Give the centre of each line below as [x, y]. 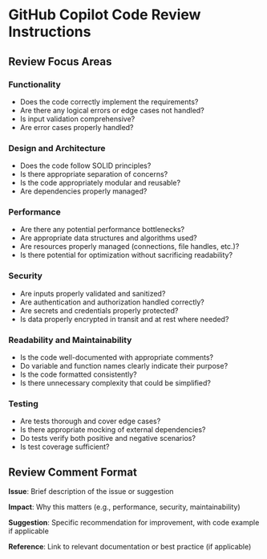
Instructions [50, 32]
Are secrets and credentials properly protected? [99, 310]
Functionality [35, 84]
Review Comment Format [73, 472]
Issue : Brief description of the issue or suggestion [91, 492]
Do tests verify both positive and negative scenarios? [108, 439]
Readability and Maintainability [70, 340]
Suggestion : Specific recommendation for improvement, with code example [134, 523]
